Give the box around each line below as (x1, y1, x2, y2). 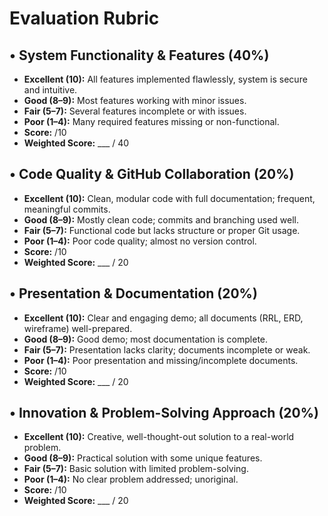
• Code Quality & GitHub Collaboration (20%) (9, 166, 295, 183)
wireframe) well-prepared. (23, 322, 133, 334)
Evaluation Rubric (9, 7, 160, 30)
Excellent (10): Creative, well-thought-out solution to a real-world (23, 431, 295, 443)
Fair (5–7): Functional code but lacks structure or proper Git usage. (23, 224, 301, 236)
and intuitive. (23, 84, 78, 96)
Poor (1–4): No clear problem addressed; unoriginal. (23, 473, 239, 486)
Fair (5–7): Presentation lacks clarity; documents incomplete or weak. (23, 343, 311, 356)
